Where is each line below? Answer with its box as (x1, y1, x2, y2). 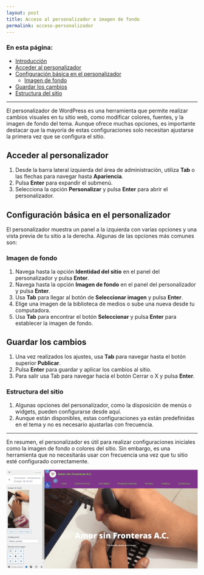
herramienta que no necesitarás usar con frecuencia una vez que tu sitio (6, 451, 188, 458)
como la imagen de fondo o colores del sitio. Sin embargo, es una (6, 444, 171, 452)
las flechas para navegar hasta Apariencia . (15, 173, 123, 180)
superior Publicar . (15, 359, 61, 367)
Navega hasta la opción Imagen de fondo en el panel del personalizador (15, 281, 196, 288)
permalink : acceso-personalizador (6, 22, 94, 29)
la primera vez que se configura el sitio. (6, 132, 105, 140)
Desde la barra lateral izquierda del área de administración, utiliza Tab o (15, 166, 195, 174)
